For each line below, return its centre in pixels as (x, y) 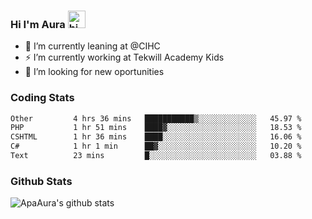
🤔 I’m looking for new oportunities (94, 72)
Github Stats (41, 181)
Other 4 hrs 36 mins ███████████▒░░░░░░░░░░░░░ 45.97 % (156, 118)
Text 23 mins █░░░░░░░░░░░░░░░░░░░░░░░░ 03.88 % (156, 156)
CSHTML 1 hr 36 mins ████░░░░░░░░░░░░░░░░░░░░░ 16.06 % (156, 137)
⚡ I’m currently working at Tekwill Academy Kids (124, 57)
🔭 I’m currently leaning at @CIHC (92, 46)
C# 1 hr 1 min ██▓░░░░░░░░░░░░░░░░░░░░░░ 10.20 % (156, 146)
